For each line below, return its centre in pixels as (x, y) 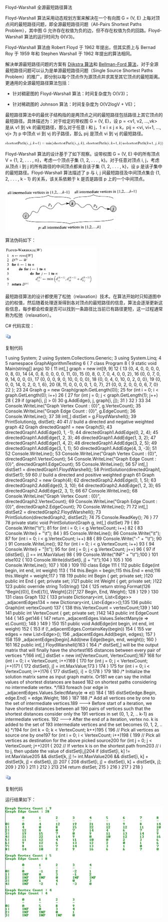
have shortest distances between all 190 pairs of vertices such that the (78, 708)
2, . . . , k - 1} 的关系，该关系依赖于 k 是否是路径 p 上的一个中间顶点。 (76, 179)
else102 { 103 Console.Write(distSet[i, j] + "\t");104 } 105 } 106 (69, 560)
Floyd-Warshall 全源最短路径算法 (39, 7)
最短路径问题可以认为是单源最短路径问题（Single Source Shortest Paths (79, 70)
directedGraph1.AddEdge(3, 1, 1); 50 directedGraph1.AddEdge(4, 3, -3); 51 (81, 448)
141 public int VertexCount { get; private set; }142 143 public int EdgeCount (82, 613)
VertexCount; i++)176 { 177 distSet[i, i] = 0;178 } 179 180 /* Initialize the (78, 671)
